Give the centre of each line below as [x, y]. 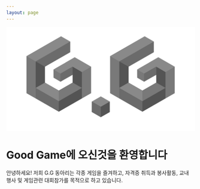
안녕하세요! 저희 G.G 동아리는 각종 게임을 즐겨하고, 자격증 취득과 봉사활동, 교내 [98, 173]
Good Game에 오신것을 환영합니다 [87, 155]
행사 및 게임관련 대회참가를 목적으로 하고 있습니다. [65, 180]
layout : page [22, 13]
